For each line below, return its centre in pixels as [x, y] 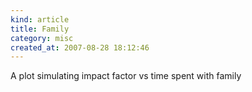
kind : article [40, 19]
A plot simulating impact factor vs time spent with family [126, 76]
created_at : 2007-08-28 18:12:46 [80, 47]
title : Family [40, 29]
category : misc [42, 38]
